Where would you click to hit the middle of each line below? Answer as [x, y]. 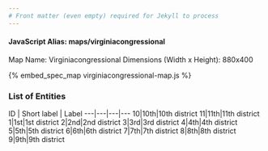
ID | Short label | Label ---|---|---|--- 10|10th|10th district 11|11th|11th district [134, 114]
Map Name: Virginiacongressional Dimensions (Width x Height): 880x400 [131, 59]
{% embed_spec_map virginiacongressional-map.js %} [100, 75]
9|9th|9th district [36, 140]
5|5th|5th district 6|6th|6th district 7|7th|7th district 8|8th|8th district [122, 131]
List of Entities [37, 96]
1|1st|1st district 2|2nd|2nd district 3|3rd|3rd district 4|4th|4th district [123, 123]
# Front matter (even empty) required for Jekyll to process [114, 16]
